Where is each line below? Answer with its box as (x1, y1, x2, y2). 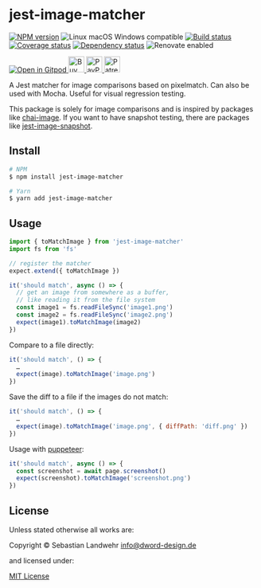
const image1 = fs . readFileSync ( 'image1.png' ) (16, 304, 173, 312)
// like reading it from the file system (16, 296, 156, 304)
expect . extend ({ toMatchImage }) (9, 267, 120, 275)
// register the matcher (9, 259, 92, 268)
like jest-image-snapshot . (9, 121, 93, 131)
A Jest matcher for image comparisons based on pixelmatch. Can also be (9, 80, 250, 89)
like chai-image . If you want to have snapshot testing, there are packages (9, 112, 250, 122)
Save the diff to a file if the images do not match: (9, 392, 169, 402)
